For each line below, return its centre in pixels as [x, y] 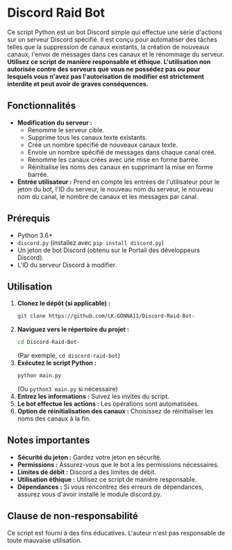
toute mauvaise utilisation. [44, 540]
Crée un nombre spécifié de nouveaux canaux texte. [103, 145]
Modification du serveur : [55, 123]
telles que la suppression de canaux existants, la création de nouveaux [108, 47]
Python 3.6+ [35, 235]
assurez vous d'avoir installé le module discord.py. [89, 494]
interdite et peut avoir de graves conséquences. [78, 84]
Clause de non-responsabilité [73, 516]
